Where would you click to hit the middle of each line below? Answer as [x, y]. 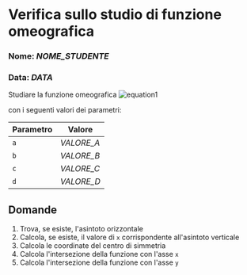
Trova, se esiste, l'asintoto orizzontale [82, 229]
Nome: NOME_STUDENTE [59, 56]
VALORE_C [80, 169]
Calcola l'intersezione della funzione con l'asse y [99, 262]
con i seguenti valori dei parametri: [65, 110]
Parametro [32, 130]
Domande [33, 210]
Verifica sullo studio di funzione [115, 15]
